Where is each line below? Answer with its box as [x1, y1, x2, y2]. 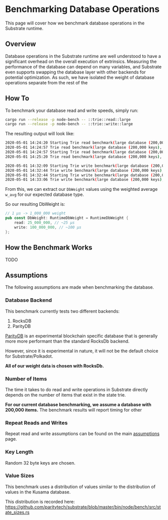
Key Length [5, 449, 34, 456]
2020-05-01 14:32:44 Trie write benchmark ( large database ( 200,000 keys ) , [5, 168, 164, 173]
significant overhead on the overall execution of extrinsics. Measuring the [5, 58, 157, 64]
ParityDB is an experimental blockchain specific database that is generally [5, 333, 158, 339]
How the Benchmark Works [5, 243, 92, 252]
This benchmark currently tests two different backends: [5, 308, 120, 314]
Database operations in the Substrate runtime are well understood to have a [5, 53, 161, 59]
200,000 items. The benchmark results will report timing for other [5, 407, 142, 413]
